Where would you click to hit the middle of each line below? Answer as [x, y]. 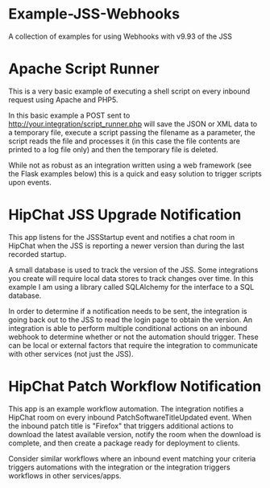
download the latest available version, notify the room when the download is [135, 434]
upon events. [30, 182]
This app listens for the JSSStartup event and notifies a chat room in [122, 237]
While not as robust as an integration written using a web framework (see [130, 165]
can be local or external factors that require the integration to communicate [133, 345]
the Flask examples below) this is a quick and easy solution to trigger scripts [135, 173]
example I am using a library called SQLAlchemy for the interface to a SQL [131, 287]
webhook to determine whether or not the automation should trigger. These [134, 337]
